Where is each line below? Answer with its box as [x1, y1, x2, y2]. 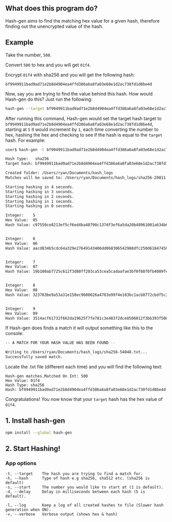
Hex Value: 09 [5, 311, 38, 316]
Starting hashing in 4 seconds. [5, 184, 74, 190]
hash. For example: [5, 137, 46, 143]
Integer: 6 [5, 236, 36, 241]
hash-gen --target [5, 106, 45, 111]
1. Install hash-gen [5, 416, 66, 425]
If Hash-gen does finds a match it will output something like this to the [5, 325, 153, 331]
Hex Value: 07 [5, 264, 38, 269]
